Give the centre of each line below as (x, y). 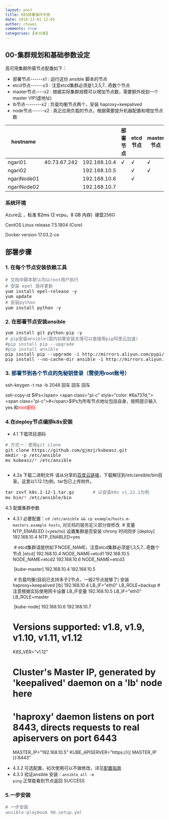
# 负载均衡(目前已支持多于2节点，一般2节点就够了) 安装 (71, 580)
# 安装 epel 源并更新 (29, 286)
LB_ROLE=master (31, 597)
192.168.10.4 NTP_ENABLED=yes (46, 537)
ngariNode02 (23, 186)
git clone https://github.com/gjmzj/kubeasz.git (66, 450)
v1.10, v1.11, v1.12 (48, 638)
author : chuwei (21, 24)
